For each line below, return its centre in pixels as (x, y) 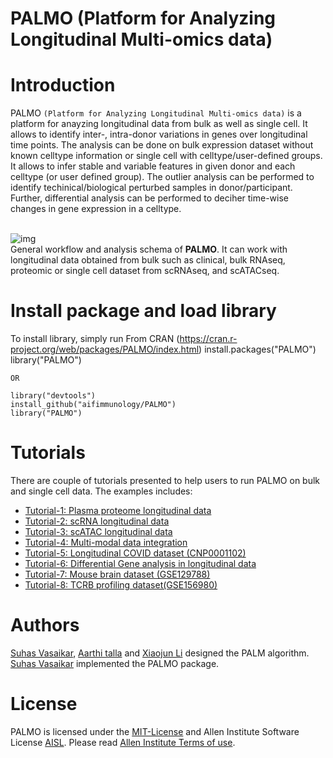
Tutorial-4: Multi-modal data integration (106, 542)
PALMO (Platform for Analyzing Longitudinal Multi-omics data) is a (156, 113)
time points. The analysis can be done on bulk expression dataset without (162, 145)
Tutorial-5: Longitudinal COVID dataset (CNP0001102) (135, 553)
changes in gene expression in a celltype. (96, 209)
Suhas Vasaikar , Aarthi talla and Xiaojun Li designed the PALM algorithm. (160, 653)
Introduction (63, 85)
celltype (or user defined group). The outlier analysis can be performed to (162, 177)
